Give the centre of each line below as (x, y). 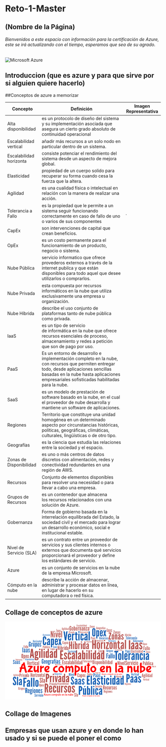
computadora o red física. (68, 595)
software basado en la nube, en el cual (81, 397)
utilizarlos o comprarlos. (66, 279)
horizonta (17, 161)
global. (49, 164)
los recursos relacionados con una (77, 499)
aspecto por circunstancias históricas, (81, 425)
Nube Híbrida (21, 313)
